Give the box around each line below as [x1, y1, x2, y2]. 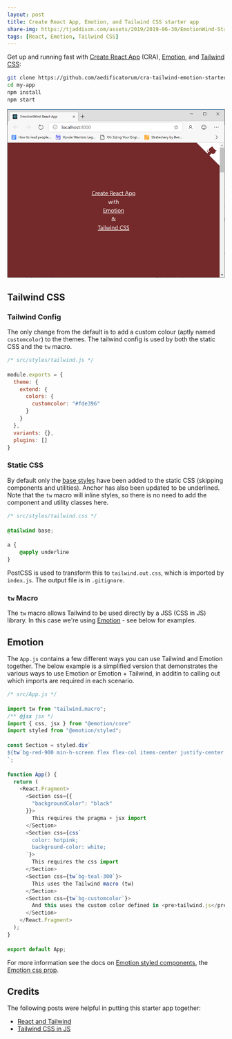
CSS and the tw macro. [7, 343, 72, 351]
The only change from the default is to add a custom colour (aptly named [7, 328, 215, 336]
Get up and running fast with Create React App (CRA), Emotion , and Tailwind [7, 53, 225, 61]
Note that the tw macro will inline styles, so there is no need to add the [7, 490, 207, 499]
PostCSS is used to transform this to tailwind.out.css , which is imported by [7, 569, 224, 577]
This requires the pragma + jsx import [32, 814, 147, 821]
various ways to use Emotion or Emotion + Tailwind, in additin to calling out [7, 669, 220, 677]
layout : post [7, 11, 45, 18]
